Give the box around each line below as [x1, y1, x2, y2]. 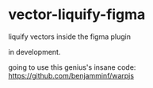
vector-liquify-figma [8, 6, 146, 24]
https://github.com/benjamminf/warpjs [8, 71, 135, 80]
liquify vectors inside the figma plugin [8, 32, 131, 41]
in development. [8, 47, 61, 56]
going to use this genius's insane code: [8, 62, 136, 72]
